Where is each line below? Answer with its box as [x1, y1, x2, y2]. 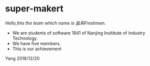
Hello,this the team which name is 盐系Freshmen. [5, 20, 106, 26]
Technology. [12, 35, 38, 41]
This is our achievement [12, 46, 62, 52]
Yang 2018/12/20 [5, 55, 40, 61]
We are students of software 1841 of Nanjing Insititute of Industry [12, 30, 146, 36]
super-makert [5, 3, 64, 14]
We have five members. [12, 40, 61, 46]
